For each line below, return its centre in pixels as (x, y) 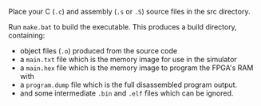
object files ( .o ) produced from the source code (99, 51)
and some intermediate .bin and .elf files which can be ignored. (127, 93)
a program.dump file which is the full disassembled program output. (129, 84)
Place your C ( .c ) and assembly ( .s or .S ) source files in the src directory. (129, 12)
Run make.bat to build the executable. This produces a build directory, (123, 27)
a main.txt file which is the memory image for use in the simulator (128, 59)
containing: (27, 35)
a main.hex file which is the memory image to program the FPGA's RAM (136, 68)
